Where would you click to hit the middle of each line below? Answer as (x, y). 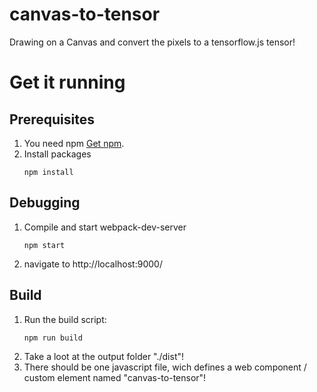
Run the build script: (65, 319)
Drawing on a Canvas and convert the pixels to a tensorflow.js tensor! (152, 42)
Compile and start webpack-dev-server (105, 227)
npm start (44, 245)
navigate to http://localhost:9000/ (93, 264)
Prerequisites (52, 119)
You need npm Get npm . (74, 143)
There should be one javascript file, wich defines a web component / (165, 367)
